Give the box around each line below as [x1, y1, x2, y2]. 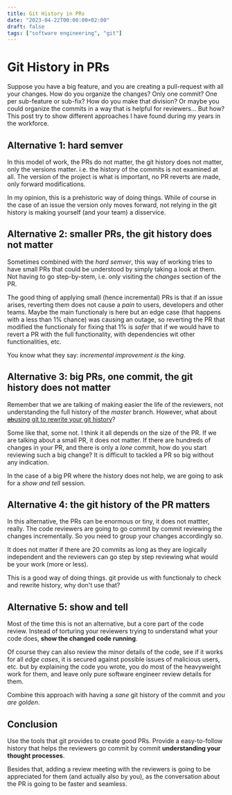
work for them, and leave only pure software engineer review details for [7, 670, 212, 678]
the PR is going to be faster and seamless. [7, 780, 128, 788]
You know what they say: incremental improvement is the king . [7, 351, 186, 359]
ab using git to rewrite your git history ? [7, 415, 116, 424]
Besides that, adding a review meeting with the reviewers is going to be [7, 765, 211, 773]
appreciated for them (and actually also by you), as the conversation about [7, 772, 220, 781]
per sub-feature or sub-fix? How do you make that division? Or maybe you [7, 97, 220, 106]
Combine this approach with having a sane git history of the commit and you [7, 691, 226, 699]
